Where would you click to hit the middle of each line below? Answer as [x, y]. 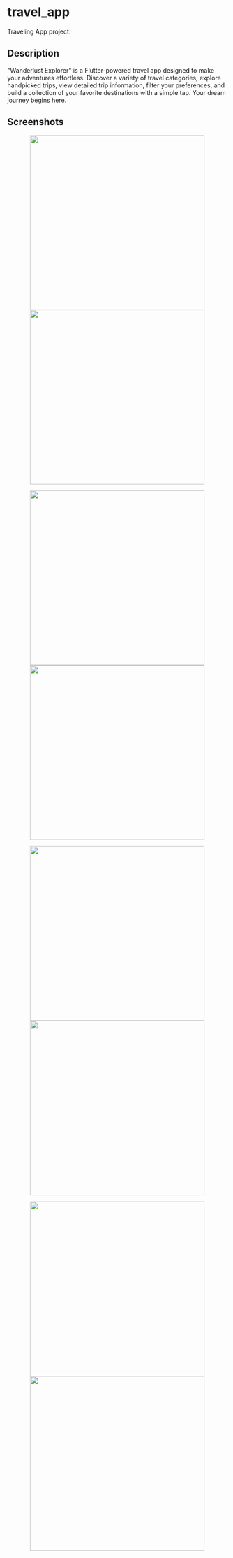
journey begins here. [37, 100]
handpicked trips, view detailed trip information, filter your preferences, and [116, 85]
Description [33, 53]
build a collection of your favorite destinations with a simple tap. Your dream [116, 92]
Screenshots [36, 122]
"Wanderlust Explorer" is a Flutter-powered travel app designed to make [111, 70]
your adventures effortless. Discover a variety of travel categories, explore [114, 78]
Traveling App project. [39, 31]
